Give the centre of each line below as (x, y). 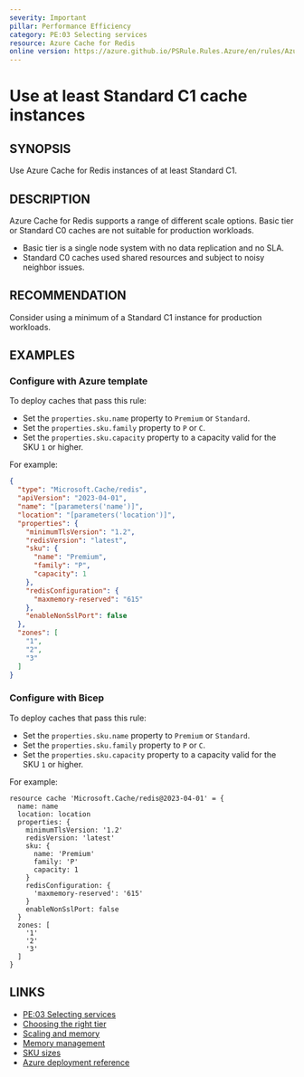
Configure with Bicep (57, 698)
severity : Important (48, 18)
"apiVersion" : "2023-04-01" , (72, 499)
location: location (54, 814)
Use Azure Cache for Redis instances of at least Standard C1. (123, 171)
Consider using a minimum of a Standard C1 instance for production (136, 317)
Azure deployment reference (76, 1062)
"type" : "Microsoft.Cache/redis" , (82, 490)
